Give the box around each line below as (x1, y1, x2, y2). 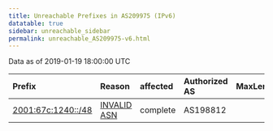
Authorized (183, 76, 228, 87)
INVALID (100, 99, 132, 111)
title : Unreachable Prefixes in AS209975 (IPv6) (8, 11, 176, 20)
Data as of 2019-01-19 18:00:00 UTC (8, 57, 131, 66)
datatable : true (8, 19, 63, 27)
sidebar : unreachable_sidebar (8, 27, 111, 35)
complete (139, 104, 176, 116)
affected (139, 81, 174, 92)
